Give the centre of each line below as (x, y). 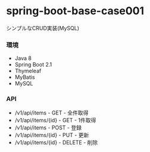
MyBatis (25, 77)
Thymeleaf (28, 71)
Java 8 (23, 58)
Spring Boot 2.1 (33, 65)
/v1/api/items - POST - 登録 (48, 127)
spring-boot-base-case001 (75, 11)
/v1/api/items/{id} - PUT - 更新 (52, 135)
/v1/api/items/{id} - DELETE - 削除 (56, 142)
